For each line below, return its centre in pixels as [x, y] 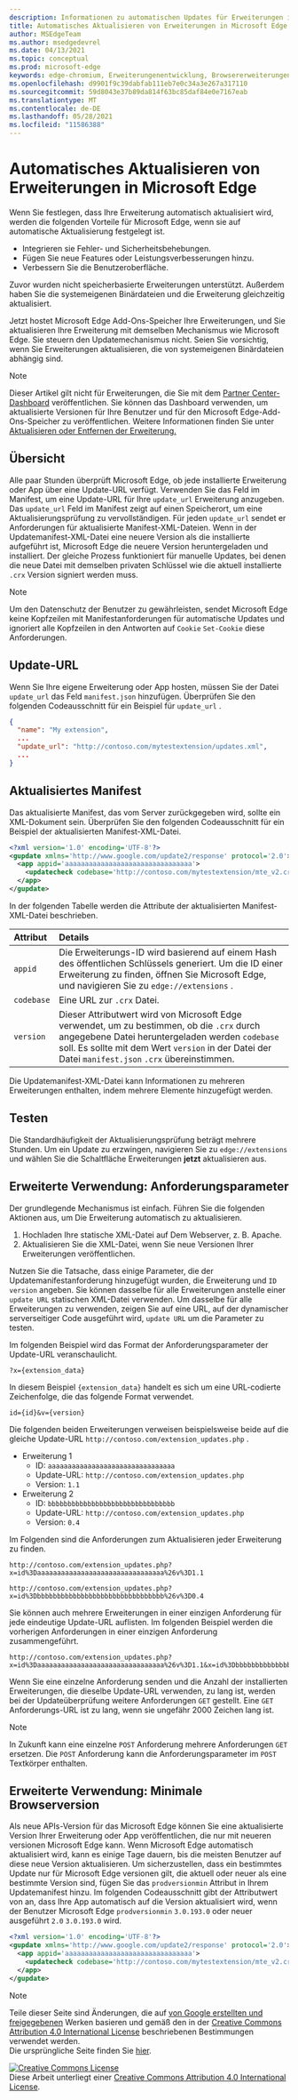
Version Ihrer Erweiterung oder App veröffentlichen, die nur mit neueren [141, 1836]
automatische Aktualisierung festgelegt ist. [87, 231]
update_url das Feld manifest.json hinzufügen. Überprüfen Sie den [132, 696]
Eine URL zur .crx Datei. [109, 999]
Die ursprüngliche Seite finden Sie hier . [81, 2050]
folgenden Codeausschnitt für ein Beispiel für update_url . [115, 705]
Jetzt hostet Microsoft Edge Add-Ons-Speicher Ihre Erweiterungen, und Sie [147, 320]
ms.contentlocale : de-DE [55, 108]
